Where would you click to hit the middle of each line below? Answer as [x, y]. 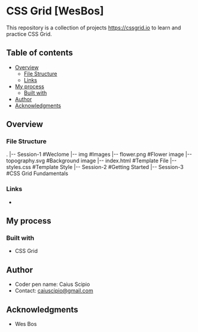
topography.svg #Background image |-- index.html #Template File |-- [92, 161]
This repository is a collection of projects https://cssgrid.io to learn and [94, 28]
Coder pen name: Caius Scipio [52, 284]
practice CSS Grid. [29, 34]
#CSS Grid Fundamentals [37, 173]
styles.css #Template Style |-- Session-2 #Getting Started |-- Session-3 [95, 167]
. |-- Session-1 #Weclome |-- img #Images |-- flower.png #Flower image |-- [99, 155]
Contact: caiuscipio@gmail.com [54, 291]
